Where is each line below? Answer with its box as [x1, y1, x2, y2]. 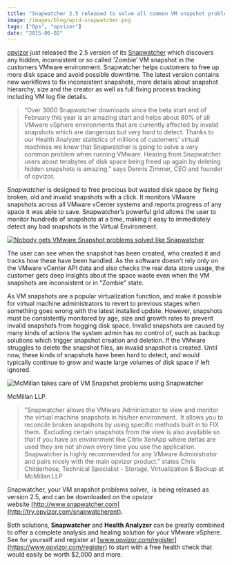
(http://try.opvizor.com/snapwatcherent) [7, 508, 122, 516]
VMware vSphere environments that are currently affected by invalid [23, 120, 219, 129]
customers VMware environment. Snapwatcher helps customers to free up [7, 63, 220, 71]
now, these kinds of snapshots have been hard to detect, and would [7, 351, 200, 359]
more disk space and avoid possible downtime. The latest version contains [7, 71, 220, 79]
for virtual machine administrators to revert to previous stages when [7, 299, 200, 308]
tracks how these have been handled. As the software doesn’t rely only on [7, 257, 219, 265]
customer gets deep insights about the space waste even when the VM [7, 271, 210, 280]
